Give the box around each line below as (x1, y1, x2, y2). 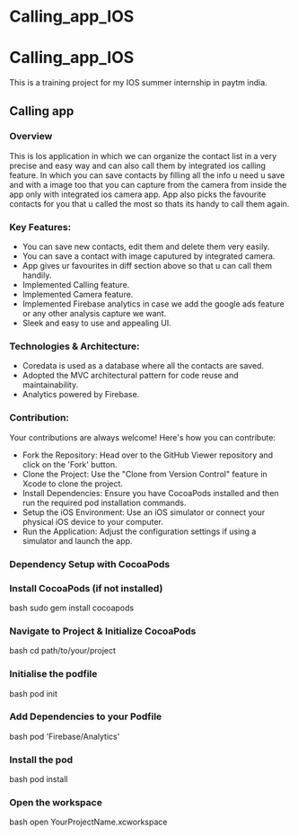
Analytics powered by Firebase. (22, 389, 140, 400)
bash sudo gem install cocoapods (9, 602, 135, 613)
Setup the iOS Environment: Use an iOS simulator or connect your (22, 506, 266, 518)
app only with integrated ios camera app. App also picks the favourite (9, 189, 267, 200)
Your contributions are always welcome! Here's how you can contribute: (9, 431, 276, 442)
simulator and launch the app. (22, 535, 133, 546)
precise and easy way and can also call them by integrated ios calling (9, 160, 267, 171)
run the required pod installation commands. (22, 497, 187, 508)
